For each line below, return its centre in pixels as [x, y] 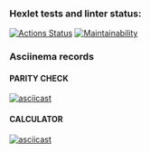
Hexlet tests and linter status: [75, 14]
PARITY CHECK [39, 78]
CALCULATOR [36, 120]
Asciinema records [52, 57]
